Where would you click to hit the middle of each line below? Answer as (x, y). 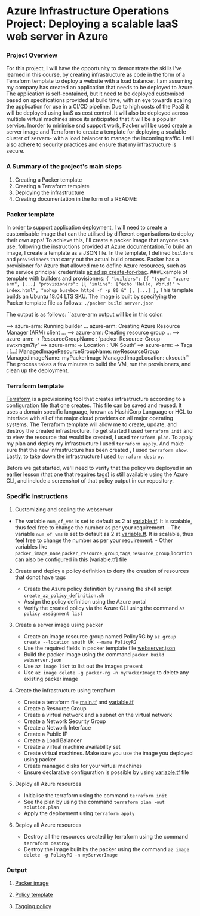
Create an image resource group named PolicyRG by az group (100, 636)
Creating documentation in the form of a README (76, 198)
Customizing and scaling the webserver (64, 509)
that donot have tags (40, 577)
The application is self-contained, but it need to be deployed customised (96, 94)
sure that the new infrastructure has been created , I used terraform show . (97, 450)
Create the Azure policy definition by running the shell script (98, 589)
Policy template (34, 894)
